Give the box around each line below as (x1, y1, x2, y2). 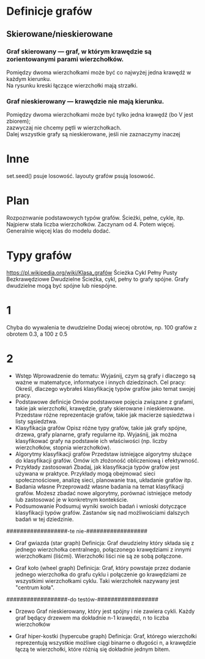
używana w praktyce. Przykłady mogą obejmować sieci (15, 469, 156, 477)
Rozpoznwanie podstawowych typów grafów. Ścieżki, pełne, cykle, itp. (6, 214, 185, 222)
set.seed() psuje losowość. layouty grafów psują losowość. (6, 172, 155, 180)
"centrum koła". (15, 584, 55, 591)
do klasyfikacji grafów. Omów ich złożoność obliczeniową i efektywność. (15, 457, 199, 464)
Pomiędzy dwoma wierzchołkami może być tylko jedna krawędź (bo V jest (6, 111, 193, 118)
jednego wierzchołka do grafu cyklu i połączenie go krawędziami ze (15, 571, 187, 578)
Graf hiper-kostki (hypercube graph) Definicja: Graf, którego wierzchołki (15, 632, 197, 639)
